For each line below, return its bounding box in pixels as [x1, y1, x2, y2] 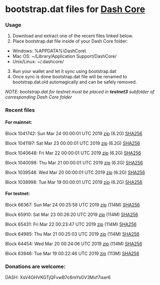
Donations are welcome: [5, 263, 66, 270]
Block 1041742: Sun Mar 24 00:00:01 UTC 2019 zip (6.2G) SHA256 [5, 130, 143, 136]
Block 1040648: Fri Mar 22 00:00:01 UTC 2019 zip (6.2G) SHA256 [5, 150, 141, 156]
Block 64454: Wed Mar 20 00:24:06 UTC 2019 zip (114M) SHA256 [5, 240, 142, 247]
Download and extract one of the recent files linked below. [12, 33, 133, 39]
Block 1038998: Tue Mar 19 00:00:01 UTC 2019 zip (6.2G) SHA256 [5, 179, 143, 185]
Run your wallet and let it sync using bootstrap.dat [12, 68, 117, 74]
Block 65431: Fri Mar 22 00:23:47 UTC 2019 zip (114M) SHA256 [5, 221, 137, 227]
